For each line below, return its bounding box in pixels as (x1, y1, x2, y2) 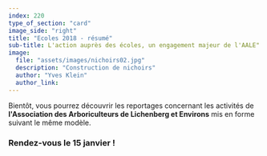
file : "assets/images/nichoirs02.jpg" (15, 57, 146, 65)
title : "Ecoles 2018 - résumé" (8, 34, 113, 42)
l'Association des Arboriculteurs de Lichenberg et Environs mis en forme (8, 109, 255, 118)
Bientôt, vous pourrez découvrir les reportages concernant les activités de (8, 101, 254, 110)
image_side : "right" (8, 26, 78, 34)
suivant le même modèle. (8, 118, 91, 127)
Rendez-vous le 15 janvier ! (8, 138, 116, 149)
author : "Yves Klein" (15, 71, 88, 79)
